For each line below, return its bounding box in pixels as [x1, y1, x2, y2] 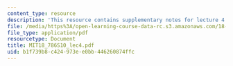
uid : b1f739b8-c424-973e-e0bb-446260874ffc [7, 49, 135, 56]
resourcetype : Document [7, 36, 76, 43]
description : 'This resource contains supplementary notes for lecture [7, 16, 218, 23]
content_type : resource [7, 10, 76, 17]
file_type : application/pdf [7, 29, 89, 36]
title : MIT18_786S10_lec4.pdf [7, 42, 95, 49]
